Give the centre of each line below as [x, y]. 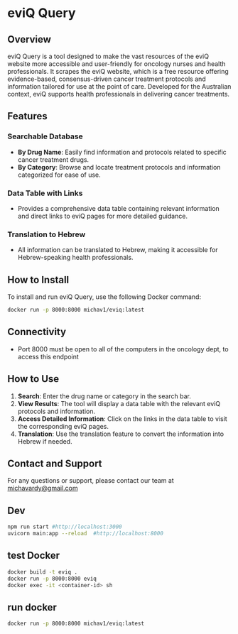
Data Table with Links [45, 193]
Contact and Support [55, 463]
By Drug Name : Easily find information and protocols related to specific [122, 152]
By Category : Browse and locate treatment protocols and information [119, 167]
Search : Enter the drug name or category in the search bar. [104, 396]
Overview [29, 39]
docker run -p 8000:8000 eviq [52, 579]
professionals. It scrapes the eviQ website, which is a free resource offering [118, 71]
